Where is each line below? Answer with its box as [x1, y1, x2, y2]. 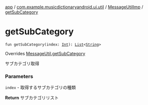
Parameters [5, 73, 33, 79]
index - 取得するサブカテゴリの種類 [5, 85, 76, 90]
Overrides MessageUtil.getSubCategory [5, 50, 86, 56]
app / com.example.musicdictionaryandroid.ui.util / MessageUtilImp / [5, 4, 144, 10]
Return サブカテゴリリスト [5, 95, 59, 101]
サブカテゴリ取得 [5, 60, 39, 66]
